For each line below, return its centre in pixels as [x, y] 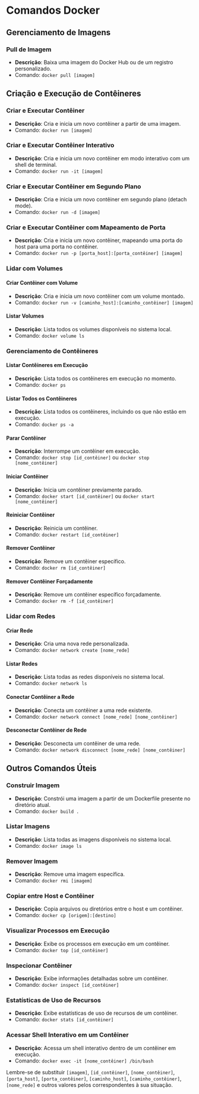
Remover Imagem [32, 861]
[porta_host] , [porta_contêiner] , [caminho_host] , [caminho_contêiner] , [94, 1079]
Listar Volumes [25, 316]
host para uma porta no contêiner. [56, 247]
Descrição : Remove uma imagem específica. [70, 874]
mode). [23, 206]
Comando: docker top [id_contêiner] [61, 950]
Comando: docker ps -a [44, 424]
